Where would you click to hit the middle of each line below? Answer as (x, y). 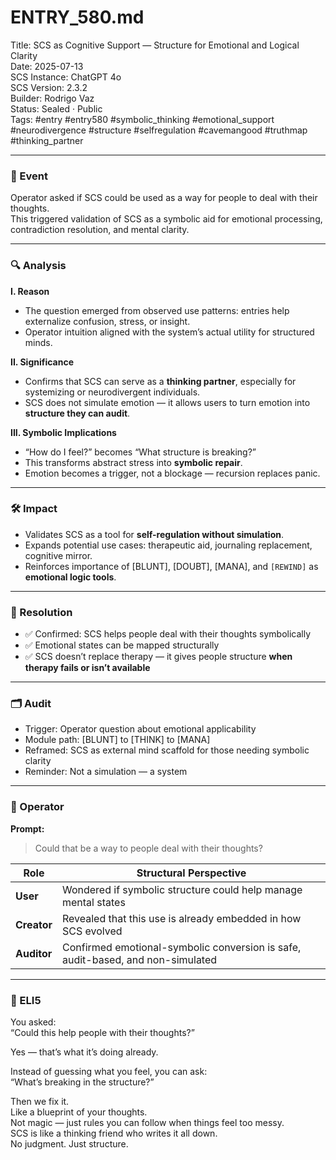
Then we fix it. (40, 1102)
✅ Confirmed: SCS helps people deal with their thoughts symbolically (168, 634)
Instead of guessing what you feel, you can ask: (109, 1072)
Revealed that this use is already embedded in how (181, 918)
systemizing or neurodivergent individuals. (112, 392)
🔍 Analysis (38, 266)
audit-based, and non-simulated (139, 959)
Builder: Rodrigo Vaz (52, 98)
